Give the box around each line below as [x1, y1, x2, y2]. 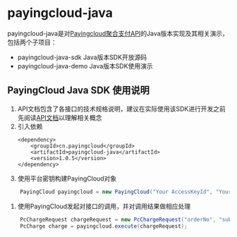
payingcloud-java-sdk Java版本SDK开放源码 [17, 53, 147, 61]
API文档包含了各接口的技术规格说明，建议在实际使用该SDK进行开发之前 [17, 104, 226, 113]
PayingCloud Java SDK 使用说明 [7, 85, 150, 97]
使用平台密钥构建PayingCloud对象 [17, 174, 117, 183]
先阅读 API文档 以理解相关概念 [17, 113, 102, 121]
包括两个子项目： [7, 37, 57, 47]
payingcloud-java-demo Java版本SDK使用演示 [17, 61, 153, 70]
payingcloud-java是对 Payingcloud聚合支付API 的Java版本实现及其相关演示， [7, 29, 229, 37]
